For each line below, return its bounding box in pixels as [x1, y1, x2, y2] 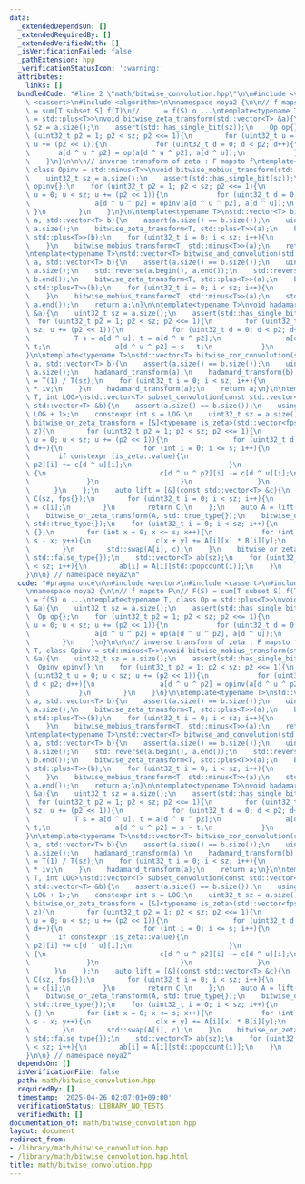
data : [9, 13, 30, 23]
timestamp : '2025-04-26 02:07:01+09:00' [17, 1092, 172, 1102]
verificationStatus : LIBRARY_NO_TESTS [17, 1101, 165, 1111]
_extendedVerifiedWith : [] [17, 38, 120, 48]
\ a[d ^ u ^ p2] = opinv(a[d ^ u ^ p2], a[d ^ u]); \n [25, 199, 295, 209]
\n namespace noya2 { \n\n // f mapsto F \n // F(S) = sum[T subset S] [25, 587, 282, 596]
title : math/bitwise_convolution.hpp [9, 1160, 152, 1169]
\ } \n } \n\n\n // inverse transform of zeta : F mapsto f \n [25, 156, 261, 166]
